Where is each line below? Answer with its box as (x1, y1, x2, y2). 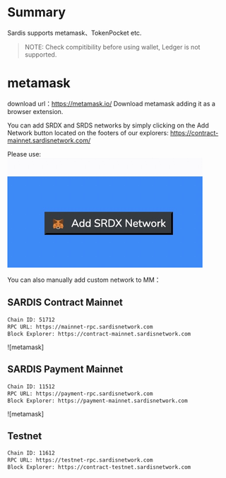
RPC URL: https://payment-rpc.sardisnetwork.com (7, 390, 153, 397)
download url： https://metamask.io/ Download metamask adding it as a (7, 99, 215, 108)
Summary (7, 4, 66, 21)
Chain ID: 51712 (7, 316, 55, 323)
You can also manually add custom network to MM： (7, 275, 161, 284)
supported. (24, 50, 57, 59)
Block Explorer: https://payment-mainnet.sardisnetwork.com (7, 397, 189, 404)
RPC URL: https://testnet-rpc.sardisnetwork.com (7, 457, 153, 464)
